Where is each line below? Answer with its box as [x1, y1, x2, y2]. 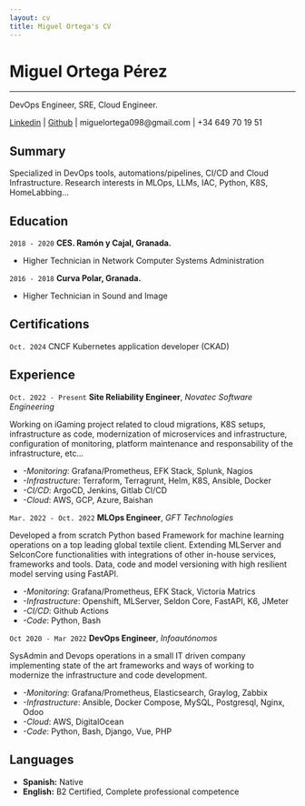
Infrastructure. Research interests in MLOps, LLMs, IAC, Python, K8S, [9, 177, 269, 188]
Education [9, 213, 69, 228]
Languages [9, 752, 74, 768]
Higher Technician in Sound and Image [22, 290, 168, 301]
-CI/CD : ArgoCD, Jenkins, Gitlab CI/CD [22, 484, 168, 496]
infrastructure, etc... [9, 448, 84, 458]
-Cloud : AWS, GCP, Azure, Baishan [22, 494, 153, 505]
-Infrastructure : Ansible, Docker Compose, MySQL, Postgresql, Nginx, [22, 697, 285, 708]
